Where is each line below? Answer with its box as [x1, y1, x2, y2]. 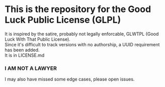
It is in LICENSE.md [5, 52, 45, 58]
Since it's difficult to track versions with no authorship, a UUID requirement [5, 41, 160, 47]
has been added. [5, 47, 40, 53]
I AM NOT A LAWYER [5, 64, 57, 71]
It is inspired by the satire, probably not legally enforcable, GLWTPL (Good [5, 31, 159, 37]
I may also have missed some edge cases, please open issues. [5, 76, 135, 82]
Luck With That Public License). [5, 36, 71, 42]
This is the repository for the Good [5, 4, 151, 15]
